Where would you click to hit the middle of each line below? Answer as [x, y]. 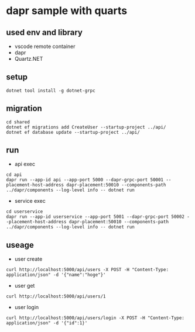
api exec [25, 164]
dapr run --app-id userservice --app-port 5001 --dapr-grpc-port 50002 [95, 217]
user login [27, 307]
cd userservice [25, 212]
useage [20, 245]
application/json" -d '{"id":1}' [47, 323]
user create [28, 259]
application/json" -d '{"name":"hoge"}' [56, 275]
